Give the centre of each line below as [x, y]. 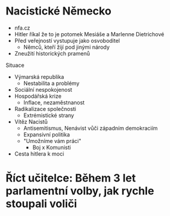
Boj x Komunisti [52, 147]
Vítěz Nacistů [31, 121]
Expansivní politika [47, 135]
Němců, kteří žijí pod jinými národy [66, 47]
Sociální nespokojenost [43, 89]
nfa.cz [22, 28]
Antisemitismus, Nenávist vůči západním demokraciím [90, 128]
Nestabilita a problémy [51, 83]
